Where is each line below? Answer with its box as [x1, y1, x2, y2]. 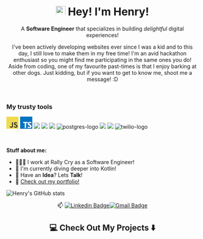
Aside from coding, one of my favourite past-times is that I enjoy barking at [8, 63, 197, 70]
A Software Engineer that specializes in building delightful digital [21, 25, 184, 32]
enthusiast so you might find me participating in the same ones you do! [13, 56, 192, 63]
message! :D [87, 75, 118, 83]
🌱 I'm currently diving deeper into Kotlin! [15, 165, 117, 172]
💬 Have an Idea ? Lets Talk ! [15, 171, 83, 179]
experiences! [86, 31, 119, 38]
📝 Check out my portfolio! [15, 178, 80, 185]
